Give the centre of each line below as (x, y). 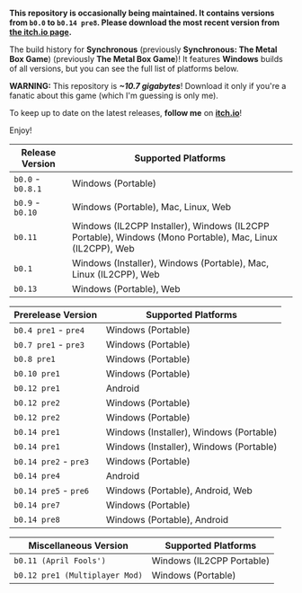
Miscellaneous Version (78, 545)
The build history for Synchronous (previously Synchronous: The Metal (143, 49)
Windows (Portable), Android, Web (179, 491)
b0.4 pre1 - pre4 (49, 330)
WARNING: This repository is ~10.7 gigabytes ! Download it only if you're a (148, 86)
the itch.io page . (40, 32)
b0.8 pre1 (35, 359)
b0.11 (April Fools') (60, 561)
